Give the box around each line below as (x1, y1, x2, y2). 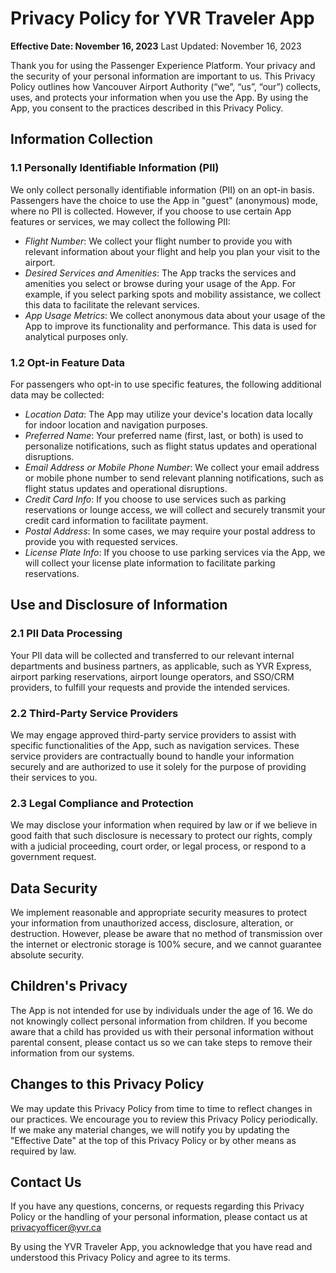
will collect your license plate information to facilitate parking (24, 557, 276, 569)
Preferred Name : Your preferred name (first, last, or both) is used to (24, 429, 304, 441)
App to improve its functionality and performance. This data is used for (24, 320, 317, 332)
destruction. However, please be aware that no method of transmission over (10, 928, 323, 940)
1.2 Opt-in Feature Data (10, 355, 125, 369)
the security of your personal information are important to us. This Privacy (10, 70, 316, 82)
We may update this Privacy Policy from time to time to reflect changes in (10, 1102, 313, 1114)
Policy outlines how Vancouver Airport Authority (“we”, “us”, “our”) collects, (10, 80, 321, 92)
